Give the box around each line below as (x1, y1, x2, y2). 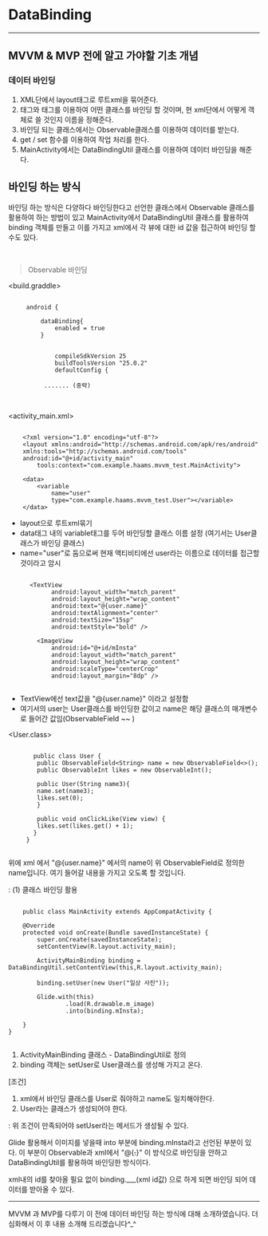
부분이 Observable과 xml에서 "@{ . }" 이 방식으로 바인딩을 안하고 (26, 1147, 228, 1158)
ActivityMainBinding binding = (37, 957, 141, 965)
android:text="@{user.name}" (50, 602, 148, 610)
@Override (22, 922, 56, 930)
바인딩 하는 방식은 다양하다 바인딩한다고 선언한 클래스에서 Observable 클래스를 (8, 203, 255, 212)
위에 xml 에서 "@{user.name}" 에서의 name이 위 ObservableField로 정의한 (8, 858, 245, 867)
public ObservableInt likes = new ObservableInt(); (37, 766, 213, 775)
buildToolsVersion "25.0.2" (54, 359, 148, 368)
